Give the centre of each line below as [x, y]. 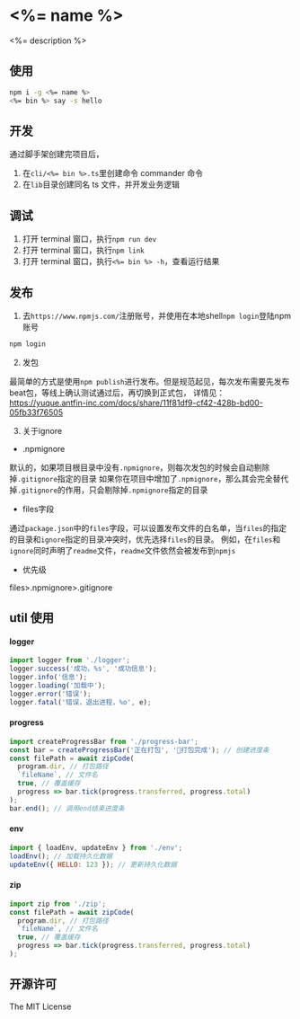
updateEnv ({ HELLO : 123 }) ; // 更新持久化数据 [93, 864]
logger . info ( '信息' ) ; [49, 678]
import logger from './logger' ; [70, 660]
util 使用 [32, 618]
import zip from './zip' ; [57, 904]
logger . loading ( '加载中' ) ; [57, 686]
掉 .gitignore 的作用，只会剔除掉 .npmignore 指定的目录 [109, 490]
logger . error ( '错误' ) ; [50, 694]
